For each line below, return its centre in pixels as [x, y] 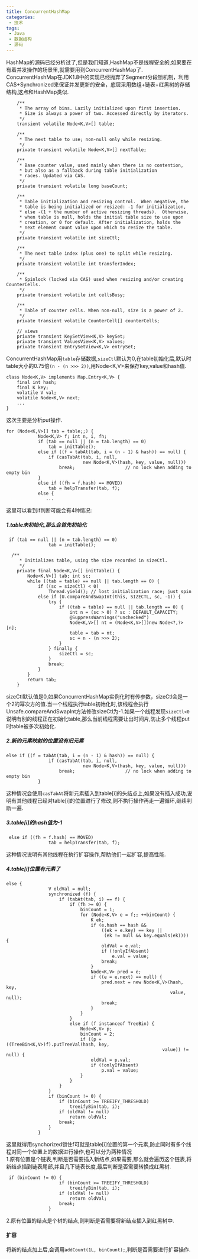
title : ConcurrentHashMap [38, 12]
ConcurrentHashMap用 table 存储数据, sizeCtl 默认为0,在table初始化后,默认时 [99, 358]
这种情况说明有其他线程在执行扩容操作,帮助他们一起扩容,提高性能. [86, 854]
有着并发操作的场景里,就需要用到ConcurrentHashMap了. [74, 69]
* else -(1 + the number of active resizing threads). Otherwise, [104, 212]
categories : [21, 17]
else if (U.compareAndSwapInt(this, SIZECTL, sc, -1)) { [109, 597]
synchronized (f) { [72, 894]
